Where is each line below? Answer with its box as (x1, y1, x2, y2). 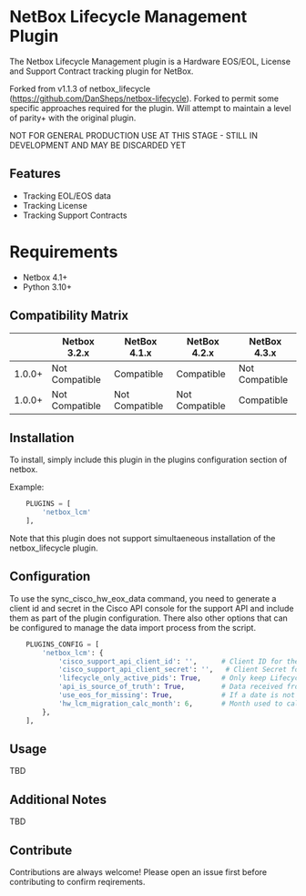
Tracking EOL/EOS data (22, 190, 112, 201)
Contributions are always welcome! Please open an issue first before (9, 866, 267, 877)
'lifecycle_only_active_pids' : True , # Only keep (57, 674, 267, 683)
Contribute (9, 842, 73, 858)
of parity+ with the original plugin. (9, 112, 137, 123)
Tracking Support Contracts (22, 210, 127, 221)
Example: (9, 481, 45, 493)
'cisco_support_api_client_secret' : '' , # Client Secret (57, 665, 287, 675)
